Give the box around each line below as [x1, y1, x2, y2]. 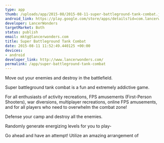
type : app [5, 7, 25, 12]
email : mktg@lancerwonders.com [5, 35, 69, 40]
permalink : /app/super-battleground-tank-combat [5, 61, 106, 66]
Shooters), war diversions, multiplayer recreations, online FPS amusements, [5, 99, 158, 105]
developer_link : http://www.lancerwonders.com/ [5, 57, 104, 62]
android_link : [5, 16, 34, 21]
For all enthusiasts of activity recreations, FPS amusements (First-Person [5, 94, 152, 100]
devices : [5, 48, 23, 53]
